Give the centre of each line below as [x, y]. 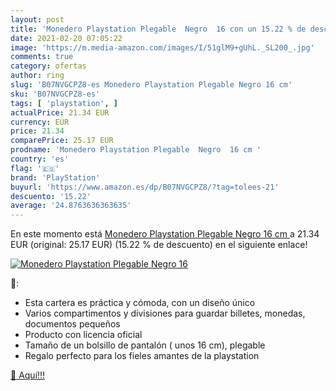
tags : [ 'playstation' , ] [64, 103]
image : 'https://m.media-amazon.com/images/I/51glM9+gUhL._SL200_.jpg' [162, 47]
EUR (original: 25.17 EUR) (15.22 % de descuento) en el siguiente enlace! [159, 245]
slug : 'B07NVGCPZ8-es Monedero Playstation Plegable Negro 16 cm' [151, 85]
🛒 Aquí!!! [28, 375]
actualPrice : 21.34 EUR [60, 112]
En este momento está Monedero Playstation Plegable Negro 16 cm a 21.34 [165, 234]
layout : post [37, 19]
